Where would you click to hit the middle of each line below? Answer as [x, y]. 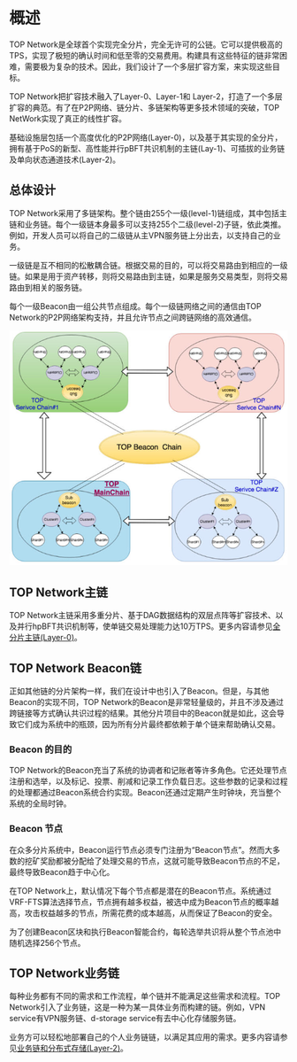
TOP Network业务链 [65, 974]
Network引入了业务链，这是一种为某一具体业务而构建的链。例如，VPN [137, 1007]
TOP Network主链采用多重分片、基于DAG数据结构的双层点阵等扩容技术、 [142, 616]
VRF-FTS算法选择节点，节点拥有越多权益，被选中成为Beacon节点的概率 [140, 902]
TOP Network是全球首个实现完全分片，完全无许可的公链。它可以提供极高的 [146, 44]
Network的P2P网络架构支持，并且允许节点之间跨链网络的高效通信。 [133, 317]
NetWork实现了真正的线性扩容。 [68, 118]
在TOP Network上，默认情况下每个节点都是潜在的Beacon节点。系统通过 [141, 890]
